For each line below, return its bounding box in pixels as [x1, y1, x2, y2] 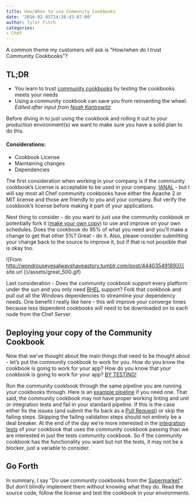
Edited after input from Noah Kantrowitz [14, 103, 111, 110]
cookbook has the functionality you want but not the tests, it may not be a [6, 438, 183, 445]
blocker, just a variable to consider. [6, 444, 90, 451]
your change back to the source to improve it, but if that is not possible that [6, 238, 187, 245]
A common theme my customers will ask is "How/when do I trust [6, 46, 162, 53]
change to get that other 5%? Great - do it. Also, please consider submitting [6, 232, 188, 240]
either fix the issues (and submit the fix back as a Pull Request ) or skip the [6, 407, 184, 414]
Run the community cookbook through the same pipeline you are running [6, 382, 182, 389]
